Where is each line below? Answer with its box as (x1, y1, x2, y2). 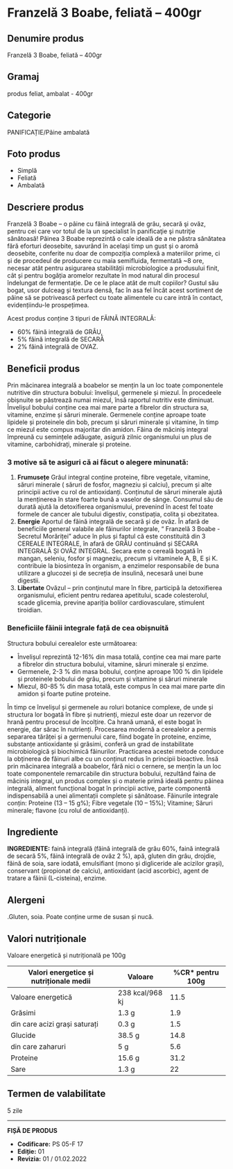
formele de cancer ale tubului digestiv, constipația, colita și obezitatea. (17, 510, 219, 519)
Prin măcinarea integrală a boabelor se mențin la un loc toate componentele (7, 381, 224, 389)
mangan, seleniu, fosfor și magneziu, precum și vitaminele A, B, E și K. (17, 554, 218, 563)
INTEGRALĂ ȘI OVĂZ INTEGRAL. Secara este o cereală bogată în (17, 547, 202, 555)
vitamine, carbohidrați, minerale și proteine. (7, 440, 132, 448)
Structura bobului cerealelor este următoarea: (7, 639, 137, 647)
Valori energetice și (28, 968, 94, 977)
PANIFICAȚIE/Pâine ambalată (7, 128, 90, 136)
